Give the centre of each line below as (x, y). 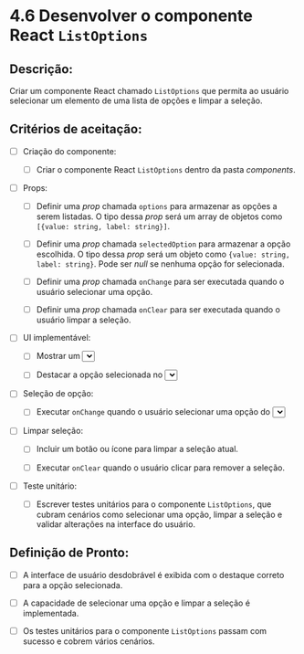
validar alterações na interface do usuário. (116, 524)
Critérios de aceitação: (76, 129)
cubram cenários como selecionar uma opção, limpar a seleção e (159, 514)
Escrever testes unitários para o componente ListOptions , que (154, 504)
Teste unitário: (50, 486)
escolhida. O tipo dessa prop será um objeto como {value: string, (163, 254)
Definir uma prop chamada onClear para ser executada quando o (158, 310)
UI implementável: (57, 338)
